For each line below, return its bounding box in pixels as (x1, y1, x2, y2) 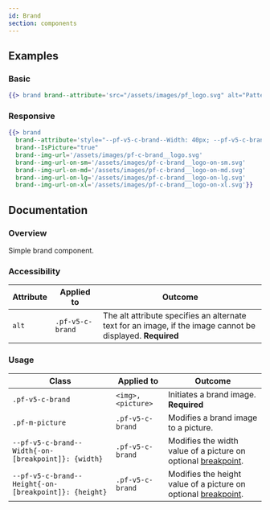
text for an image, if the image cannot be (103, 320, 256, 331)
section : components (8, 19, 78, 27)
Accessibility (8, 265, 61, 277)
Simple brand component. (8, 246, 95, 256)
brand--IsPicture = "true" (15, 144, 99, 152)
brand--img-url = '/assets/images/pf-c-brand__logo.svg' (15, 150, 203, 159)
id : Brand (8, 11, 42, 20)
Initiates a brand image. (168, 389, 256, 400)
